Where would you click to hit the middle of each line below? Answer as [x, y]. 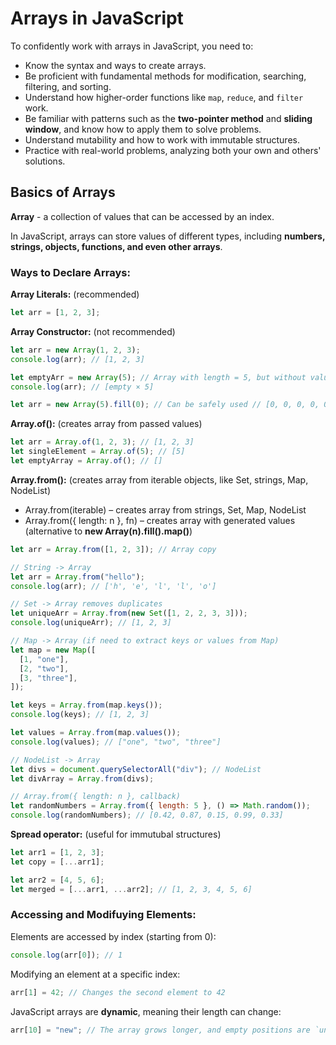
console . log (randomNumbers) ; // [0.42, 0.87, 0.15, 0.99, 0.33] [147, 815]
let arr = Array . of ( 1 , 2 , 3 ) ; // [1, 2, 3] [102, 442]
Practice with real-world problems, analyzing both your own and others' [173, 150]
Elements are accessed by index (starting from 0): [113, 936]
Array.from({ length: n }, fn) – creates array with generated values [160, 520]
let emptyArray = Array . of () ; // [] [86, 461]
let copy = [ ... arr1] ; [57, 862]
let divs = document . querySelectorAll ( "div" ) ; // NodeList [136, 769]
